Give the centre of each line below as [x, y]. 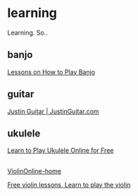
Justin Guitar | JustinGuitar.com [53, 111]
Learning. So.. [27, 33]
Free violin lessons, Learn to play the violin [69, 185]
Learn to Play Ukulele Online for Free [61, 151]
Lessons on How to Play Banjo [51, 71]
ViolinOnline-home [34, 171]
